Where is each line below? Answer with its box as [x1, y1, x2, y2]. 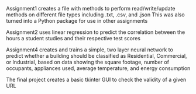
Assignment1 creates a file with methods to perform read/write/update [6, 5, 176, 12]
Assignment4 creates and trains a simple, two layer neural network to [6, 46, 174, 53]
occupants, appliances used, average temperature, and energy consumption [6, 65, 191, 72]
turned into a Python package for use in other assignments [6, 18, 148, 24]
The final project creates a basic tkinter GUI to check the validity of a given [6, 76, 187, 83]
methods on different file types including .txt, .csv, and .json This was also [6, 11, 185, 18]
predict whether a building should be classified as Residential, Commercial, [6, 53, 187, 59]
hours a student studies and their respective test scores [6, 35, 140, 41]
